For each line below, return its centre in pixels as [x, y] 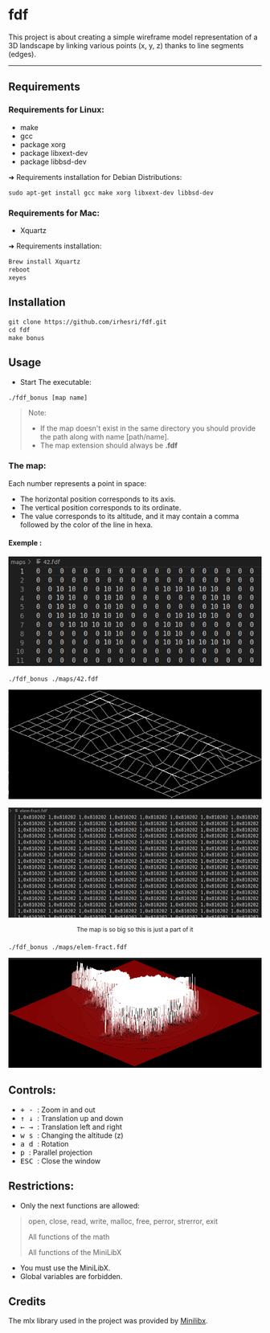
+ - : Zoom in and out [57, 1110]
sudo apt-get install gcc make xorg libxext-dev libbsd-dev [111, 193]
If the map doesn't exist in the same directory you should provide [147, 428]
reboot [19, 270]
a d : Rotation [44, 1143]
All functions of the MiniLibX [75, 1252]
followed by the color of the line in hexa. [86, 525]
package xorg [43, 144]
